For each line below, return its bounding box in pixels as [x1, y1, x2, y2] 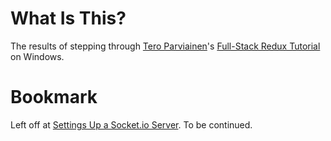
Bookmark [10, 86, 98, 109]
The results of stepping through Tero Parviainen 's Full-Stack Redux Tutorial [10, 40, 321, 52]
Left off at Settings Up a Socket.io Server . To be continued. [10, 118, 253, 131]
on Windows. [10, 50, 65, 62]
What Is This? [10, 7, 127, 30]
